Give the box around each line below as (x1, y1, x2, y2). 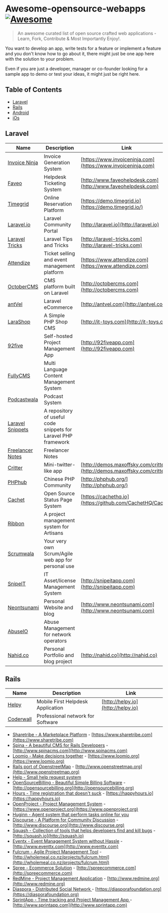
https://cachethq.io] (82, 493, 129, 500)
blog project (43, 658, 72, 665)
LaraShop (7, 318, 31, 325)
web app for (43, 556, 72, 563)
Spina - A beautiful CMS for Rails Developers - (12, 743, 108, 749)
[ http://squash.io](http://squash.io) (12, 833, 84, 839)
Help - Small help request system (12, 774, 81, 780)
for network (43, 631, 71, 638)
